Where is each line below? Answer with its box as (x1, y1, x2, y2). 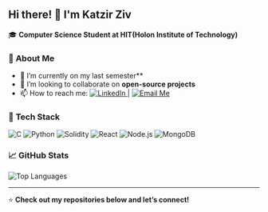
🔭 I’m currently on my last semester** (19, 71, 144, 81)
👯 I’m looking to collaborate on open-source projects (19, 79, 195, 89)
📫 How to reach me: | (19, 89, 130, 98)
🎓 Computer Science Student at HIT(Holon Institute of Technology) (8, 30, 238, 39)
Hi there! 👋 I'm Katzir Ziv (8, 8, 132, 22)
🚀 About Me (8, 53, 55, 64)
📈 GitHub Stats (8, 150, 69, 161)
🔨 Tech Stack (8, 111, 61, 122)
